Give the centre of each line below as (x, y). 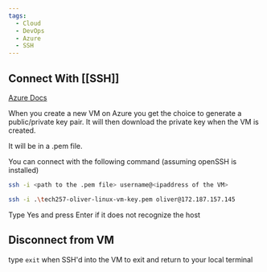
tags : (17, 16)
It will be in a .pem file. (45, 146)
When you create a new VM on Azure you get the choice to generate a (125, 113)
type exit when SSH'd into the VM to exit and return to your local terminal (131, 259)
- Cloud (29, 23)
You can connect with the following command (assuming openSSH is (123, 161)
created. (22, 130)
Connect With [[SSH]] (64, 78)
